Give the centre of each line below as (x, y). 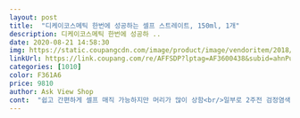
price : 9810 (31, 83)
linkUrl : (25, 59)
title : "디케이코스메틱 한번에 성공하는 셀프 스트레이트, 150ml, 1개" (125, 26)
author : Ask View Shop (51, 91)
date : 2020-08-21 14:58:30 (59, 42)
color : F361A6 (36, 75)
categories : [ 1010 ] (46, 67)
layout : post (33, 17)
